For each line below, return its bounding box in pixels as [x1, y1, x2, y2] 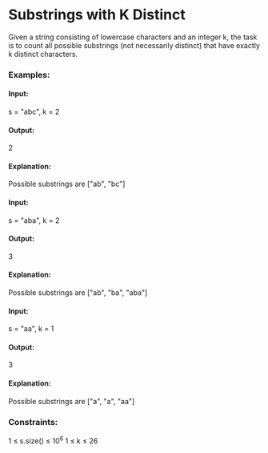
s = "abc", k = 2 [8, 107, 60, 117]
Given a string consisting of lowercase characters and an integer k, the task [8, 32, 258, 42]
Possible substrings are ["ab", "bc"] [8, 179, 126, 189]
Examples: [8, 69, 50, 80]
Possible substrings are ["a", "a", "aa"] [8, 396, 135, 406]
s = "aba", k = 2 [8, 215, 60, 225]
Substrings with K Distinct [8, 6, 186, 24]
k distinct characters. [8, 49, 78, 59]
